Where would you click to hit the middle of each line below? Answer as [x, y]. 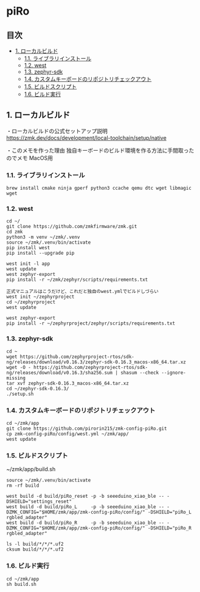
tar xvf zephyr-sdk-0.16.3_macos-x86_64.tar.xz [68, 383]
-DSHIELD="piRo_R [170, 528]
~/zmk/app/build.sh [31, 469]
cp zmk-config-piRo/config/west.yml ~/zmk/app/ [68, 434]
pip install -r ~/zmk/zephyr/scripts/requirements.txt [77, 280]
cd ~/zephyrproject [31, 302]
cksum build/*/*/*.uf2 [35, 549]
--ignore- [174, 373]
